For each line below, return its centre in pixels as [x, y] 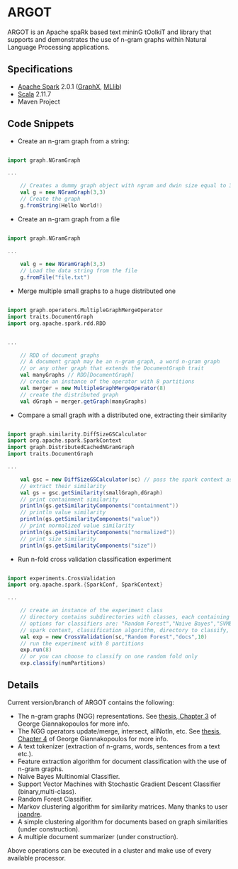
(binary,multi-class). [47, 791]
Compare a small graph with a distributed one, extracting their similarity [122, 415]
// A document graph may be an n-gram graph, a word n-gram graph [120, 362]
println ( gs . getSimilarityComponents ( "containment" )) [100, 506]
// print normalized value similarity [77, 526]
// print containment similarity [69, 499]
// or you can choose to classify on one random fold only [109, 657]
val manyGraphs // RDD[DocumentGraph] [77, 375]
